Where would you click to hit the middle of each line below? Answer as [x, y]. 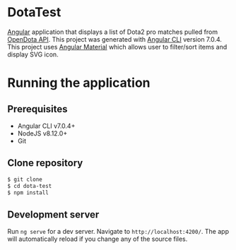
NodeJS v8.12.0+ [42, 133]
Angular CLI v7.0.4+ [46, 126]
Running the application [79, 83]
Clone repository [45, 163]
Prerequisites [37, 109]
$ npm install [28, 192]
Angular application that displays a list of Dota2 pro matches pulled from [112, 32]
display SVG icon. [33, 54]
